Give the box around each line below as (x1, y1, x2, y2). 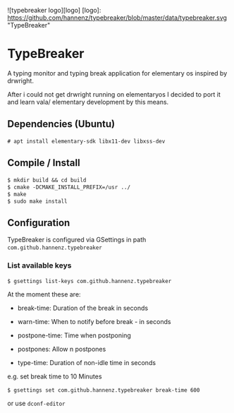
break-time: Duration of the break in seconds (17, 304, 149, 312)
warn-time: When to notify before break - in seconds (17, 317, 171, 325)
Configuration (7, 217, 70, 229)
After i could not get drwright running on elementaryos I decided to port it (7, 90, 221, 98)
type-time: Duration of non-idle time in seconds (17, 358, 156, 366)
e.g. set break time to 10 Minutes (7, 372, 102, 381)
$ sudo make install (7, 198, 68, 205)
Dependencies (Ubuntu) (7, 118, 115, 130)
